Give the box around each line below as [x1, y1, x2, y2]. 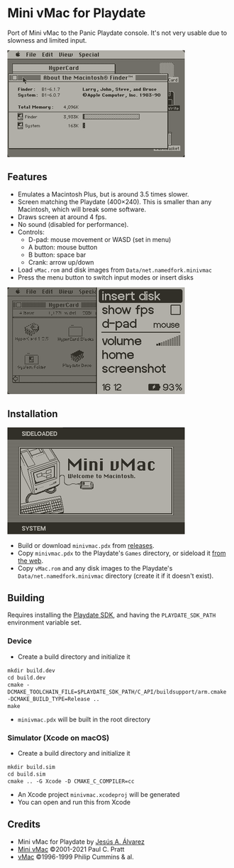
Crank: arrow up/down [28, 258, 94, 266]
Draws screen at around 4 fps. [17, 212, 107, 221]
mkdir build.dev [7, 667, 55, 674]
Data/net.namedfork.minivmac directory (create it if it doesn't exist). [17, 571, 214, 580]
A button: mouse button [28, 243, 98, 251]
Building [7, 592, 45, 604]
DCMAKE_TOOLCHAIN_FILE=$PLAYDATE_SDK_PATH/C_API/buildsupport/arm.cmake [7, 688, 227, 695]
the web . [17, 556, 44, 565]
